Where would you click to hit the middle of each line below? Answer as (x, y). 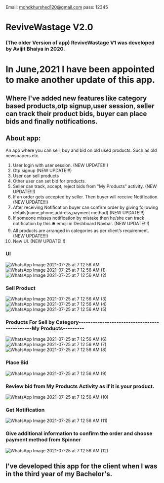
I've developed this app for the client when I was (82, 466)
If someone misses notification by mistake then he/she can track (79, 218)
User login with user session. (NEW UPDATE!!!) (60, 165)
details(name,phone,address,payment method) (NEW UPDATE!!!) (79, 212)
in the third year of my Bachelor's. (59, 474)
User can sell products (36, 176)
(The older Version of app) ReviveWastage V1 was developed (80, 43)
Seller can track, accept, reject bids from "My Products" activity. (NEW (85, 186)
